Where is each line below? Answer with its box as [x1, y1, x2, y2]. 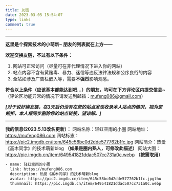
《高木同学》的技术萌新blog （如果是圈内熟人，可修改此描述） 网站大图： [5, 145, 161, 152]
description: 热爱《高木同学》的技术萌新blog [10, 172, 99, 177]
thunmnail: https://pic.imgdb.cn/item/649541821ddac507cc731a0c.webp [10, 181, 161, 186]
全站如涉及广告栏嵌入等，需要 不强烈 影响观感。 [12, 76, 112, 82]
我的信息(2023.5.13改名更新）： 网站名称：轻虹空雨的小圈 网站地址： [5, 126, 150, 132]
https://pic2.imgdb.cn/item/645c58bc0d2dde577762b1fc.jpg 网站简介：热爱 [5, 139, 166, 145]
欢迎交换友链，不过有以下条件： [5, 52, 73, 58]
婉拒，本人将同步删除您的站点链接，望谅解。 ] [5, 111, 101, 117]
